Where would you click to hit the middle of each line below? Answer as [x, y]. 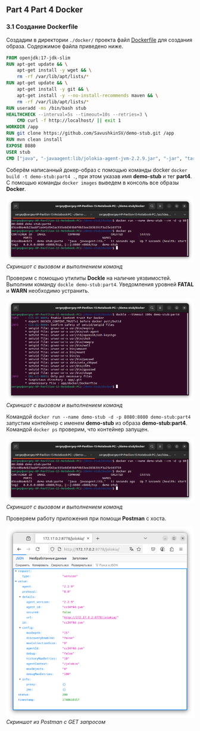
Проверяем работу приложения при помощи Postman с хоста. [86, 518]
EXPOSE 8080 [21, 145]
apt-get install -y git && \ [53, 89]
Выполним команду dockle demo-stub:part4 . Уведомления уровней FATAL [100, 284]
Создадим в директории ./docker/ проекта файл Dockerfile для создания [99, 40]
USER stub [18, 152]
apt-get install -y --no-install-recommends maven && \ [88, 95]
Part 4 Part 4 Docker [45, 10]
